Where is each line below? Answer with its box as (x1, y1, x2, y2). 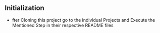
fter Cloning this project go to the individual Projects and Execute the (12, 17, 155, 23)
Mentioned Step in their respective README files (12, 22, 114, 28)
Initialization (5, 4, 45, 12)
